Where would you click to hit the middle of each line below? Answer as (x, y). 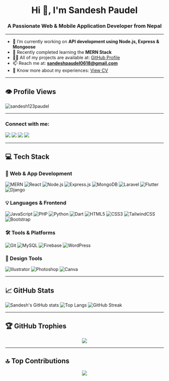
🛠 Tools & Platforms (30, 232)
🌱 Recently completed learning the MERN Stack (62, 52)
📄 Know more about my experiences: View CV (60, 70)
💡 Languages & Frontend (36, 203)
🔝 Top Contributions (37, 361)
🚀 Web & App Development (39, 173)
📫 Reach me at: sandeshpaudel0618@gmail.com (65, 63)
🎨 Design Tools (24, 258)
